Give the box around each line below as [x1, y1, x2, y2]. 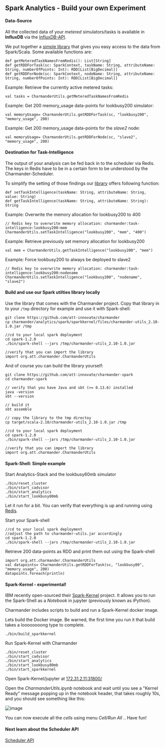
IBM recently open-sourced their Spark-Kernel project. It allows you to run [5, 592, 156, 598]
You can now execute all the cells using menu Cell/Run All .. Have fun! [5, 715, 147, 721]
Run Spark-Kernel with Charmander [5, 640, 78, 646]
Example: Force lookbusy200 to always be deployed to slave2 [5, 256, 131, 262]
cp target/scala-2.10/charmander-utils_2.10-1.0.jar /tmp [5, 420, 127, 425]
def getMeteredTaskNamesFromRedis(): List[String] [5, 58, 111, 63]
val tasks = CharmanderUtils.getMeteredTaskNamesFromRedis [5, 94, 129, 99]
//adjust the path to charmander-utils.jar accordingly [5, 531, 122, 536]
